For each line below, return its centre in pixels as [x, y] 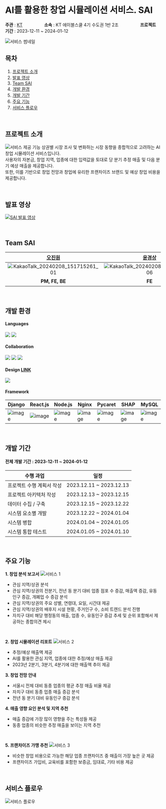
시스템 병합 [20, 522]
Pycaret [106, 404]
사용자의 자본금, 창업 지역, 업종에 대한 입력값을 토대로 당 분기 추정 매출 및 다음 [80, 159]
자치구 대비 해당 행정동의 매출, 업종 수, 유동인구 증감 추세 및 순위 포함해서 [83, 615]
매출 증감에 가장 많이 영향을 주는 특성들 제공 [55, 719]
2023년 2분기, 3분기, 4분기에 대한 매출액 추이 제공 [61, 664]
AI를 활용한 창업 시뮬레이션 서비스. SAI [79, 10]
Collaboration [19, 347]
